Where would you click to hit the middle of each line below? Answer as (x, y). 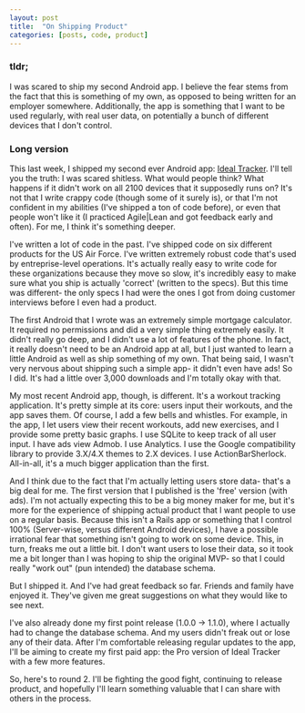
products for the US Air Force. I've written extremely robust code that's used (153, 254)
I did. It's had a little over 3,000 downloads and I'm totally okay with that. (146, 378)
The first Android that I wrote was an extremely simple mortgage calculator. (151, 320)
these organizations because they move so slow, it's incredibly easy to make (153, 273)
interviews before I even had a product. (83, 302)
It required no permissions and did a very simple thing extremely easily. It (147, 330)
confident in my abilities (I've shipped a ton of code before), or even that (145, 207)
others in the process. (51, 698)
